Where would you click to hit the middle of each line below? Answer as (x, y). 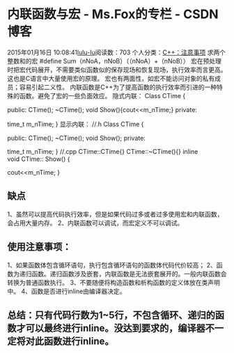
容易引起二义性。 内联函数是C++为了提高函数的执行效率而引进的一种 (118, 87)
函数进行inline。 (79, 341)
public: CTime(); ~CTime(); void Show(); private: (77, 138)
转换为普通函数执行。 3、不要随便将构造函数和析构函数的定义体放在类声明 (114, 282)
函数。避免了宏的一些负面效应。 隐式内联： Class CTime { (102, 95)
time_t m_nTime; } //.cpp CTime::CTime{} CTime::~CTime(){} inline (103, 151)
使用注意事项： (39, 247)
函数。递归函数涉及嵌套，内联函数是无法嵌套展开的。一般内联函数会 (129, 274)
